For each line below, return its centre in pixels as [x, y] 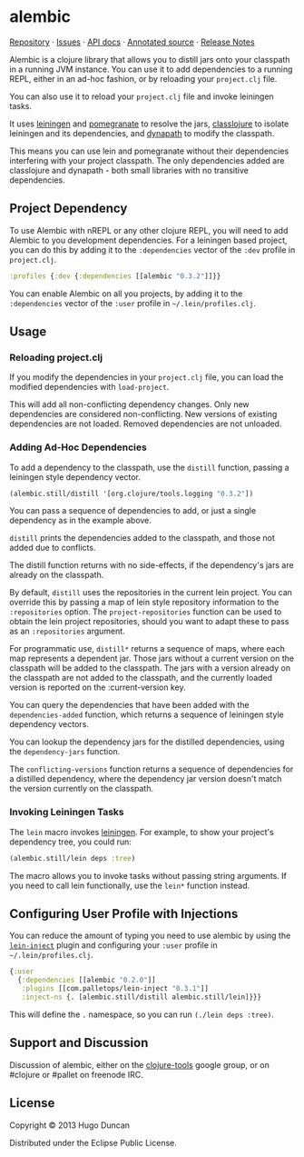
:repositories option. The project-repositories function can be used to [146, 612]
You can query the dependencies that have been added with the [129, 705]
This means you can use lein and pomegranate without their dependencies [149, 151]
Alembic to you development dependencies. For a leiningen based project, [148, 240]
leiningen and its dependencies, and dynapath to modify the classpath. [142, 133]
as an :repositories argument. [67, 631]
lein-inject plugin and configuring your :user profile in [113, 945]
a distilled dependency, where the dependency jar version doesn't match [146, 779]
